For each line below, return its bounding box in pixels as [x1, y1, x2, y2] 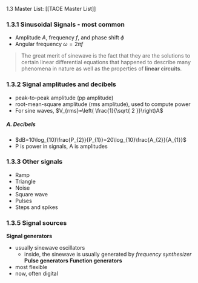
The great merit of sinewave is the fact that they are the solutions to [21, 52, 191, 59]
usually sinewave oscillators [15, 244, 85, 251]
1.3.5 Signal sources [6, 218, 67, 227]
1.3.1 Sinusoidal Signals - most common [6, 20, 125, 28]
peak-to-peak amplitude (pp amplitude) [15, 94, 114, 101]
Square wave [15, 190, 48, 198]
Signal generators [6, 233, 53, 240]
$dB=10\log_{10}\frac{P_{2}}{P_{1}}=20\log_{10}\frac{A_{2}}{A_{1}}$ [15, 136, 186, 143]
